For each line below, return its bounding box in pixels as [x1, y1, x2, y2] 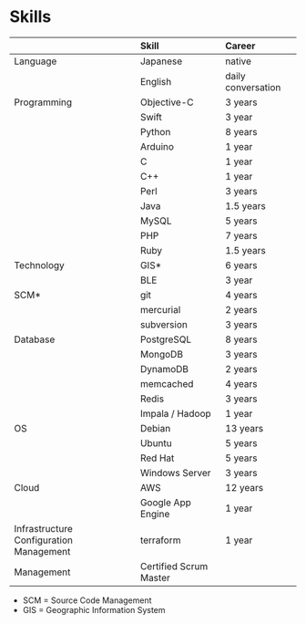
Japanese [139, 55, 183, 68]
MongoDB [139, 348, 184, 360]
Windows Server [139, 466, 211, 479]
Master [139, 571, 170, 584]
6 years [224, 258, 258, 271]
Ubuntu [139, 436, 172, 449]
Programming [14, 96, 73, 109]
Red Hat [139, 452, 175, 464]
